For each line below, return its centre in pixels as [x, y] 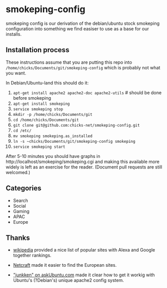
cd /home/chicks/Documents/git [46, 120]
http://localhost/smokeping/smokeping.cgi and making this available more [82, 161]
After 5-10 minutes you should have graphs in [53, 156]
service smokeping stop [38, 109]
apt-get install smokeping [41, 104]
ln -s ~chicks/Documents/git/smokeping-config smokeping [74, 141]
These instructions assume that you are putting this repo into [69, 62]
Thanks [18, 238]
